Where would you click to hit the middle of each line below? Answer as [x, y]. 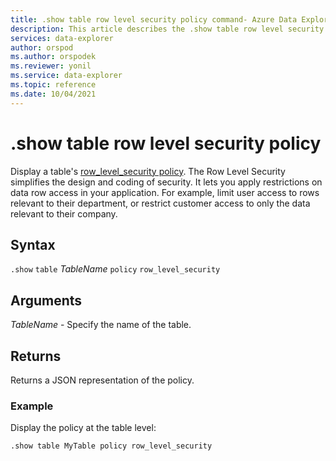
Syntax [33, 244]
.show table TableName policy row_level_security [115, 269]
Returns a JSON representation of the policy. [102, 380]
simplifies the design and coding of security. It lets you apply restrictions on [166, 182]
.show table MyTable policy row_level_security [111, 446]
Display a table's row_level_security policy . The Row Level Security [148, 171]
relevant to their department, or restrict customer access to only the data [160, 203]
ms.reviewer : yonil [51, 66]
